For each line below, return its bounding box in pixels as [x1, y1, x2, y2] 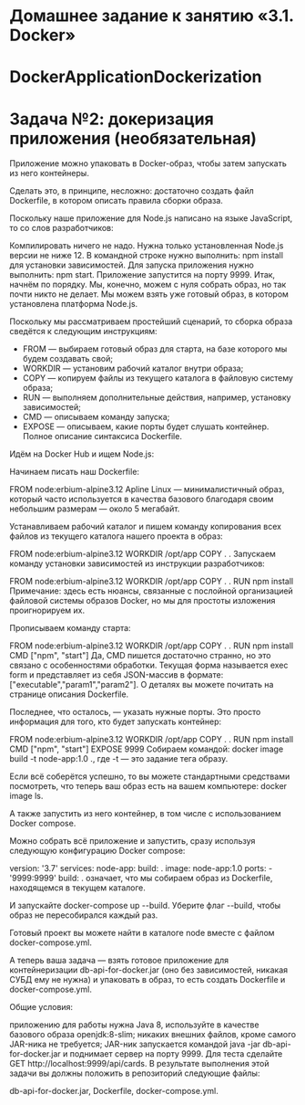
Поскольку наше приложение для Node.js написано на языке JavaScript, [9, 213, 293, 224]
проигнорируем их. [9, 605, 86, 616]
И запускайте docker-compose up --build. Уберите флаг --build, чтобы [9, 900, 281, 911]
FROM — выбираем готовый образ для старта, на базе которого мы [22, 343, 288, 354]
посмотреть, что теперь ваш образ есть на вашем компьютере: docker [9, 781, 288, 792]
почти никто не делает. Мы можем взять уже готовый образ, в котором [9, 289, 290, 300]
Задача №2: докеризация [9, 109, 214, 129]
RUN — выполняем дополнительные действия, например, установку [22, 392, 291, 403]
